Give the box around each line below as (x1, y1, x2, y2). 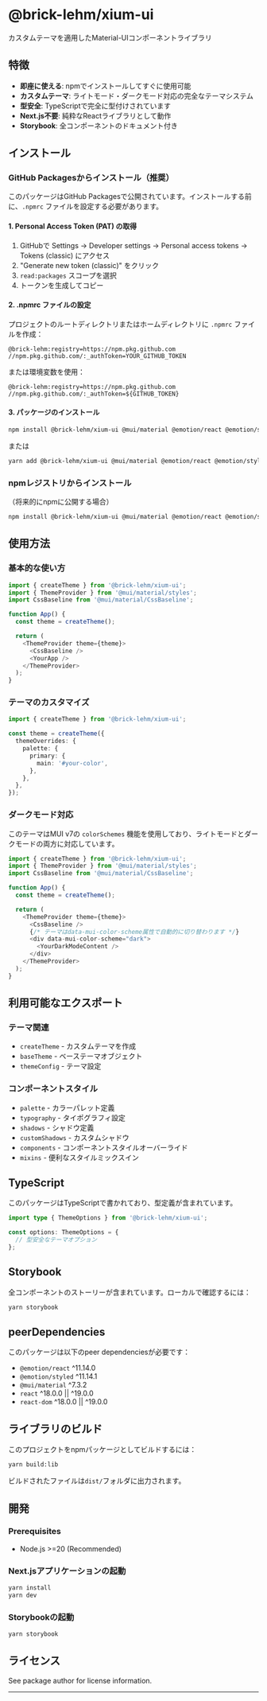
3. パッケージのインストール (8, 407, 100, 417)
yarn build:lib (8, 1461, 59, 1469)
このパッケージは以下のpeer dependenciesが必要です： (8, 1347, 191, 1357)
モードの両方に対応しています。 (14, 839, 119, 848)
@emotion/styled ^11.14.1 (19, 1372, 98, 1381)
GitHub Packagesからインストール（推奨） (8, 173, 175, 184)
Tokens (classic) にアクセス (19, 251, 110, 260)
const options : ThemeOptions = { (8, 1228, 119, 1236)
